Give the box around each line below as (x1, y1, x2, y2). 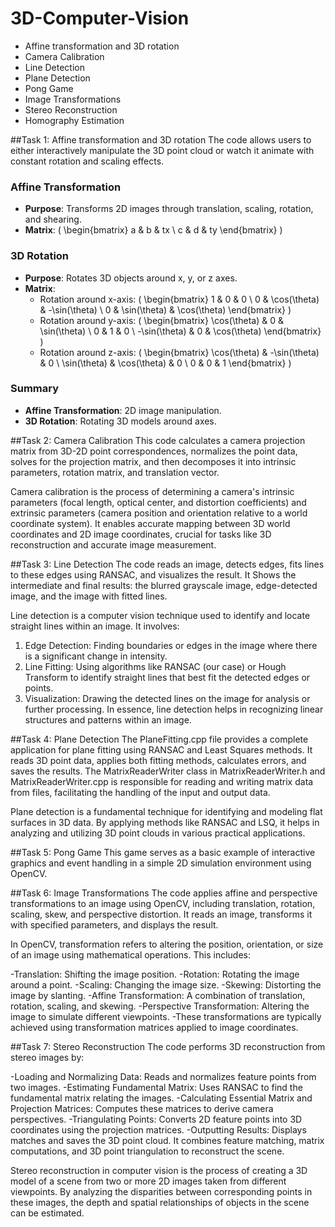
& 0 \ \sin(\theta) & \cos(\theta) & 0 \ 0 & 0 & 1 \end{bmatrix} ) (39, 357, 292, 369)
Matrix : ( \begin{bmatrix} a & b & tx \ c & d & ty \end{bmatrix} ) (24, 224, 283, 236)
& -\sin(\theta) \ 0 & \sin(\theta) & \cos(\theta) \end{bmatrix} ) (39, 303, 292, 316)
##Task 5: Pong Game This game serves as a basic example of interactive (10, 846, 316, 858)
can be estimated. (10, 1207, 85, 1219)
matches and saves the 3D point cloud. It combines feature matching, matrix (10, 1134, 325, 1146)
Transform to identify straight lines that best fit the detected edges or (24, 671, 311, 683)
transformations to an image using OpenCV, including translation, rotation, (10, 897, 316, 909)
